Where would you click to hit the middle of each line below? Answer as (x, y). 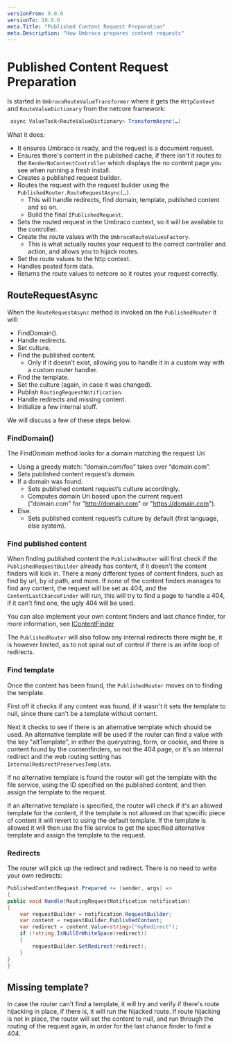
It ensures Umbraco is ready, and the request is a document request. (115, 148)
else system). (47, 526)
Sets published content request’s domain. (77, 474)
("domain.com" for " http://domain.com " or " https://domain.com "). (122, 503)
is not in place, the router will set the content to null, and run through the (110, 1019)
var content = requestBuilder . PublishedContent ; (91, 921)
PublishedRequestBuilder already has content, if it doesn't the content (107, 566)
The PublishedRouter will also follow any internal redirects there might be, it (115, 637)
